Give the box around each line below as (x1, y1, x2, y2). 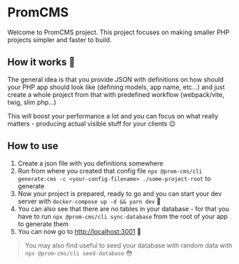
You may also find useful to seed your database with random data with (24, 240, 233, 250)
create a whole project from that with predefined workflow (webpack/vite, (7, 90, 225, 98)
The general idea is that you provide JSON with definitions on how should (7, 75, 224, 83)
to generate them (17, 219, 69, 228)
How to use (7, 140, 59, 152)
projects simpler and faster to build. (7, 35, 112, 44)
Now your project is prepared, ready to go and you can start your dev (17, 189, 223, 198)
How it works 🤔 (7, 56, 76, 68)
